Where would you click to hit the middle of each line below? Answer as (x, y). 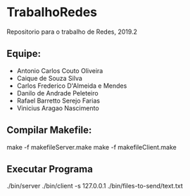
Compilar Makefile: (49, 130)
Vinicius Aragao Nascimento (58, 108)
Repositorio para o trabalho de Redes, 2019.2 (72, 32)
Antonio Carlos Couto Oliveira (60, 70)
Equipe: (24, 54)
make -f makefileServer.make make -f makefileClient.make (91, 147)
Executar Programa (50, 169)
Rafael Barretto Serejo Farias (58, 100)
